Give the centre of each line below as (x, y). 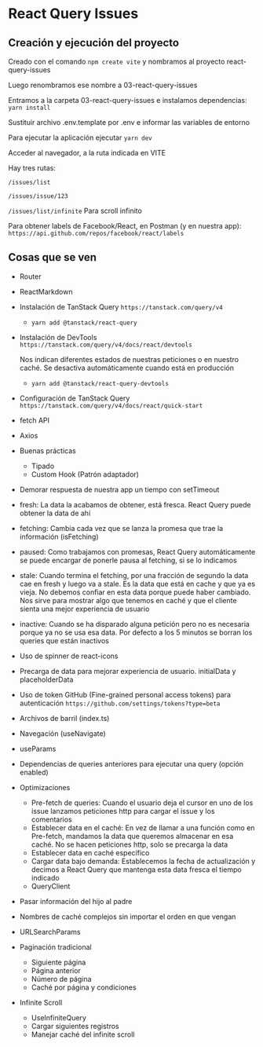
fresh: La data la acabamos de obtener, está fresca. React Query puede (135, 504)
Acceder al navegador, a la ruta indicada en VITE (87, 153)
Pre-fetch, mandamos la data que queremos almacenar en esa (132, 836)
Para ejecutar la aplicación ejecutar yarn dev (80, 137)
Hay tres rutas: (32, 168)
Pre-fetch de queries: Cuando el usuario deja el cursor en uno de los (142, 803)
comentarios (51, 819)
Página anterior (56, 970)
